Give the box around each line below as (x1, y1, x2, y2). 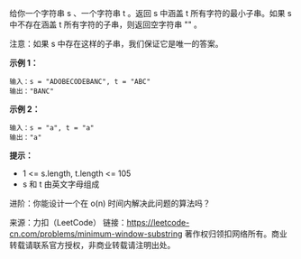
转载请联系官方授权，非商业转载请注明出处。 (9, 240, 176, 250)
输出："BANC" (9, 87, 54, 96)
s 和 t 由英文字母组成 (22, 179, 100, 190)
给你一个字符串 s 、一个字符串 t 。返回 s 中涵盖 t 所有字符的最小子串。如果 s (9, 8, 292, 18)
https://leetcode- (126, 217, 190, 227)
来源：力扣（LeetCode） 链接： (9, 217, 128, 227)
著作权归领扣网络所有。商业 (184, 228, 287, 239)
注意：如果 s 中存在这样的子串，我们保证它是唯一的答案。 (9, 39, 223, 49)
